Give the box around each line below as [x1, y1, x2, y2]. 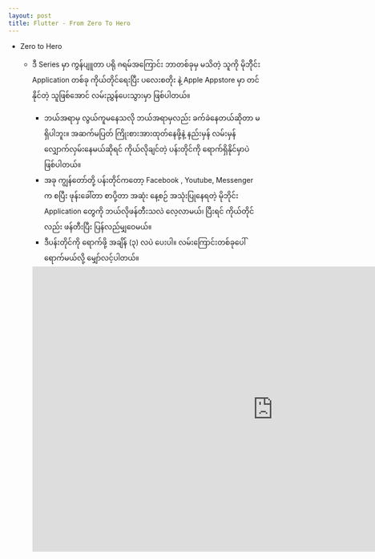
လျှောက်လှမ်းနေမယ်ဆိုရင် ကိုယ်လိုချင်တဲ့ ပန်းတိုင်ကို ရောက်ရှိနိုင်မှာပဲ [43, 144, 250, 153]
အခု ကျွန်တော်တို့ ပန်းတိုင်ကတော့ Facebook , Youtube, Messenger [43, 175, 254, 184]
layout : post [8, 11, 52, 20]
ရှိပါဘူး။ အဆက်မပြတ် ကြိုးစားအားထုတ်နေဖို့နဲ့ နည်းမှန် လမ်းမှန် [43, 128, 236, 138]
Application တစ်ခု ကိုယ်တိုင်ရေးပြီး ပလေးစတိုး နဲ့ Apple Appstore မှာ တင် [31, 75, 260, 84]
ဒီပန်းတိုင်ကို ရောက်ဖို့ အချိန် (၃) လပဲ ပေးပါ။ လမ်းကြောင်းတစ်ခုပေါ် [43, 237, 246, 247]
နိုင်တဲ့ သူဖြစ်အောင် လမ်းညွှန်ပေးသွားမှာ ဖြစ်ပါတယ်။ [31, 90, 191, 100]
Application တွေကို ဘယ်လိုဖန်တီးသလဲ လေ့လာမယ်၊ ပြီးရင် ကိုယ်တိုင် [43, 206, 255, 216]
